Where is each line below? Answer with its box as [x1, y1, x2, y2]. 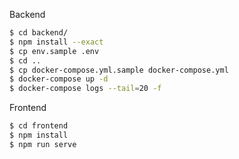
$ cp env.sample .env [9, 46, 100, 56]
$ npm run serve [9, 139, 77, 149]
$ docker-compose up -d [9, 74, 109, 84]
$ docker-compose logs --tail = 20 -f [9, 84, 162, 94]
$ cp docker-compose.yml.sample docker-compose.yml [9, 65, 229, 75]
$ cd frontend [9, 121, 69, 131]
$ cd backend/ [9, 28, 69, 38]
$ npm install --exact [9, 37, 104, 47]
